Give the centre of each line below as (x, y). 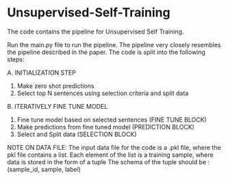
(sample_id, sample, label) (44, 169)
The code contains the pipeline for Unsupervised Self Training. (96, 31)
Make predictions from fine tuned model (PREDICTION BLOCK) (106, 127)
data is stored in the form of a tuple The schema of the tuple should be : (109, 162)
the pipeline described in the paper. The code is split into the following (106, 52)
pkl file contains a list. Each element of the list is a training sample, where (110, 155)
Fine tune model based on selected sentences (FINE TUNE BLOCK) (112, 119)
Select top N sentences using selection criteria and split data (103, 93)
